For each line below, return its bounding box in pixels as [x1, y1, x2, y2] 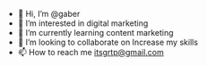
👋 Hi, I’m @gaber [17, 9, 81, 19]
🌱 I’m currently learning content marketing [17, 28, 174, 37]
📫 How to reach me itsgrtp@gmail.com [17, 47, 164, 57]
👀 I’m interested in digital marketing [17, 18, 149, 29]
